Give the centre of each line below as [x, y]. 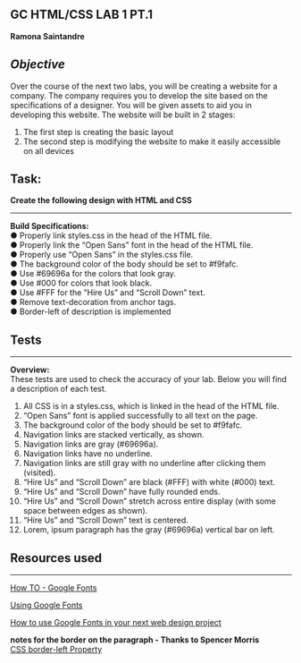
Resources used [56, 558]
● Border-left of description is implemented [91, 311]
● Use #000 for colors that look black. [81, 283]
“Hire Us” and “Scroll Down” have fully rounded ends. [121, 492]
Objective [38, 65]
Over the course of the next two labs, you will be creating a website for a [144, 86]
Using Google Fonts [46, 605]
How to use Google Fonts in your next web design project [116, 623]
